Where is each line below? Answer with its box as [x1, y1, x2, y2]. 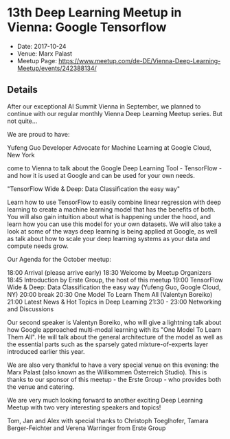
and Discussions [7, 304, 54, 313]
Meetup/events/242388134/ [16, 64, 97, 72]
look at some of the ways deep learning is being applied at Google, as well [7, 227, 218, 235]
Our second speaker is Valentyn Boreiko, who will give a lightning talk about [7, 318, 222, 326]
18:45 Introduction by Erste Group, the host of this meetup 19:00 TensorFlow [7, 275, 224, 284]
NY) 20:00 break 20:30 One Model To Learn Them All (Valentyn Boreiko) [7, 290, 213, 298]
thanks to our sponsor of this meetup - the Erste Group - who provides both [7, 375, 222, 383]
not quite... [7, 117, 38, 125]
